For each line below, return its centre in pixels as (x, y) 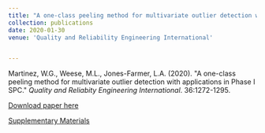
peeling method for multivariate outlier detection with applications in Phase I (132, 82)
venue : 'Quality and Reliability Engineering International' (111, 37)
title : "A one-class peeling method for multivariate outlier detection (130, 15)
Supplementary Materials (49, 121)
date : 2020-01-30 (37, 30)
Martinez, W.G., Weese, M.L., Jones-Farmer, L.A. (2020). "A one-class (122, 74)
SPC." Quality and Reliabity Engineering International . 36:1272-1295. (119, 91)
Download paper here (43, 105)
